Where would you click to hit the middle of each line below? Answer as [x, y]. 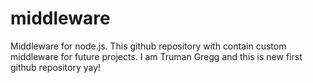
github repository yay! [56, 67]
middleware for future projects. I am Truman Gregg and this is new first [156, 56]
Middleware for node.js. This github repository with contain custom [148, 46]
